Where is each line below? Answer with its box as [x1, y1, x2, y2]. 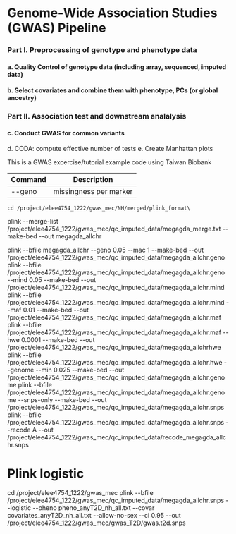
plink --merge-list [7, 217, 58, 226]
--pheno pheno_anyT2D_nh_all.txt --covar [32, 504, 155, 512]
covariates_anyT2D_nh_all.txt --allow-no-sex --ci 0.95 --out [7, 511, 181, 520]
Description [73, 175, 113, 185]
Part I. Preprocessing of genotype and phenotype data [7, 45, 197, 55]
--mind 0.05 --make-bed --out [7, 276, 97, 284]
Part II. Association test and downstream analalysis [7, 111, 187, 121]
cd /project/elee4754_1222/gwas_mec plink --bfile [7, 489, 154, 497]
